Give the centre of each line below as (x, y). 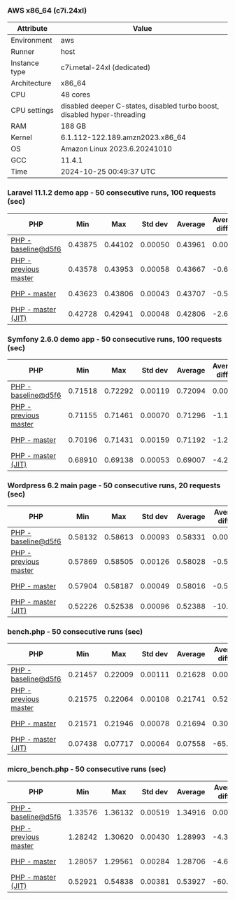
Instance (25, 63)
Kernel (22, 137)
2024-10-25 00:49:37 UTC (108, 172)
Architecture (31, 83)
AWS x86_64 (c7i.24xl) (47, 11)
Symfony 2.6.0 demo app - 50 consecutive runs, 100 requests (115, 339)
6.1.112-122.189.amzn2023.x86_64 (123, 137)
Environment (31, 41)
